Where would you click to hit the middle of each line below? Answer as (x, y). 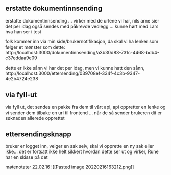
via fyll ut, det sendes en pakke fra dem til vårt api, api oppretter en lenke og (86, 107)
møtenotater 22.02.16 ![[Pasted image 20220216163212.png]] (70, 167)
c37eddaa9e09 (21, 58)
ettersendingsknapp (38, 134)
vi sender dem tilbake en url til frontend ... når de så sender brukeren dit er (84, 113)
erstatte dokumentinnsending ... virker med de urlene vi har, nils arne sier (82, 20)
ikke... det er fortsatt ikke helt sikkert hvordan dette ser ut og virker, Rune (82, 152)
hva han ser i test (23, 31)
